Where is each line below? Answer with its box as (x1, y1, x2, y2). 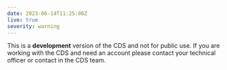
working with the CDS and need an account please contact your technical (7, 49, 216, 57)
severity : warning (7, 23, 60, 30)
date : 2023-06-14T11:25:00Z (7, 10, 88, 17)
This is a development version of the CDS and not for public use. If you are (7, 42, 220, 50)
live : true (7, 16, 39, 23)
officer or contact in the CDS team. (7, 56, 106, 65)
